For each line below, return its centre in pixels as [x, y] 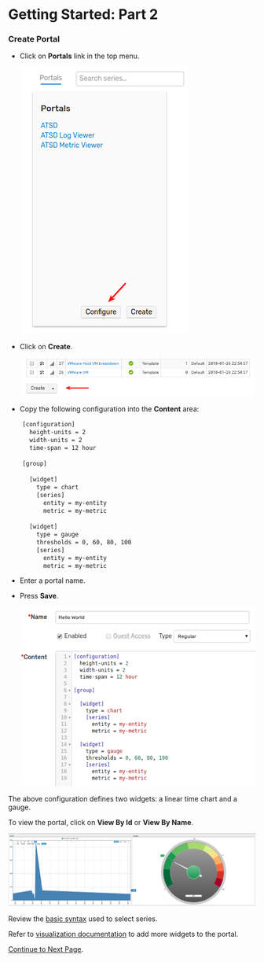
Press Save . [39, 595]
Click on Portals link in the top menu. [79, 56]
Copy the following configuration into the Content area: [109, 409]
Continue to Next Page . [46, 949]
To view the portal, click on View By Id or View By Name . [101, 822]
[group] [35, 463]
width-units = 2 [55, 440]
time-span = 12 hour [62, 448]
